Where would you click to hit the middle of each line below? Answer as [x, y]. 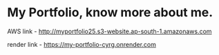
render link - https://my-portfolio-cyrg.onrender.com [82, 44]
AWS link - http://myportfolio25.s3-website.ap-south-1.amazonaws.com [109, 31]
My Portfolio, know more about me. [110, 13]
